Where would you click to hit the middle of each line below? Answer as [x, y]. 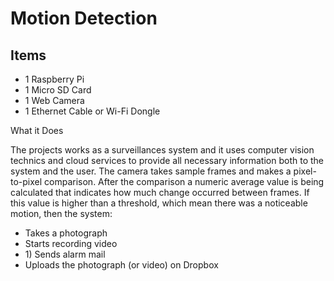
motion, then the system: [61, 213]
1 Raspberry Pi [54, 79]
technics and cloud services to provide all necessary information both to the [167, 160]
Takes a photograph [66, 233]
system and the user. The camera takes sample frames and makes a [151, 171]
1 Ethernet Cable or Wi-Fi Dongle [92, 111]
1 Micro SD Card [58, 90]
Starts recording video [71, 243]
